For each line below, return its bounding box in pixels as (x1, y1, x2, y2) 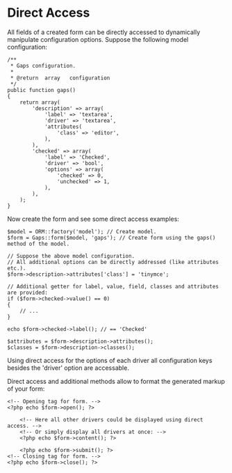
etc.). (7, 265, 26, 272)
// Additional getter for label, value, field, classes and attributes (7, 283, 219, 290)
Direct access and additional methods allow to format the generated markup (7, 377, 226, 385)
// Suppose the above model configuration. (7, 252, 135, 259)
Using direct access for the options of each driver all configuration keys (7, 356, 213, 364)
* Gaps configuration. (10, 62, 76, 69)
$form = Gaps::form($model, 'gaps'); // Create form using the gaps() (7, 234, 216, 241)
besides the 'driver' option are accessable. (7, 364, 130, 372)
